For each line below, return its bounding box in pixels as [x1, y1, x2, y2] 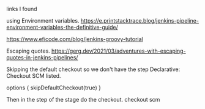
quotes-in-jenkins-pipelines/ [6, 54, 78, 61]
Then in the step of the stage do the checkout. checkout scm [6, 96, 160, 103]
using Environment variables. [6, 17, 80, 24]
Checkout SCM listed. [6, 72, 61, 79]
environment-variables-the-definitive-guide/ [6, 24, 118, 31]
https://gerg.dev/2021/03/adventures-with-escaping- [51, 47, 186, 55]
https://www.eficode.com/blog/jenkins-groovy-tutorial [6, 36, 143, 42]
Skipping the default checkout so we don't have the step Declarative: [6, 66, 181, 73]
